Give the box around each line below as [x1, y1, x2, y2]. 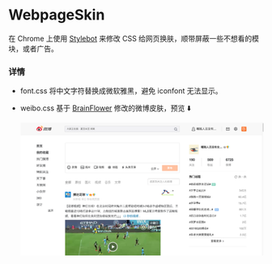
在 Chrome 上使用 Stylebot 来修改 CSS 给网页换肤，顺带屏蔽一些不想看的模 [8, 33, 260, 43]
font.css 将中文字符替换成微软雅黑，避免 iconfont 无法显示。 [19, 86, 223, 96]
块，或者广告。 [8, 43, 58, 54]
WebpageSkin [8, 6, 105, 24]
